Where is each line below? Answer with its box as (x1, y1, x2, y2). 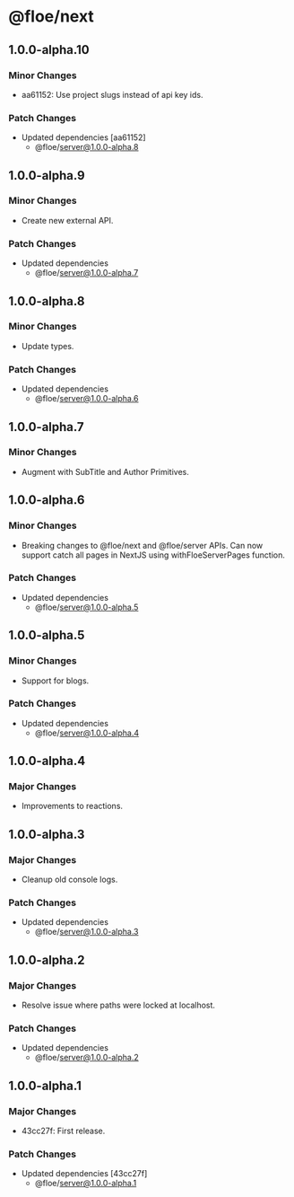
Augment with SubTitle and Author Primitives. (21, 466, 190, 477)
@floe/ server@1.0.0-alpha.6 (34, 393, 140, 404)
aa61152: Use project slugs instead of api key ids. (21, 89, 203, 100)
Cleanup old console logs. (21, 874, 118, 885)
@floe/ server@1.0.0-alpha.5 (34, 602, 139, 612)
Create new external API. (21, 215, 114, 225)
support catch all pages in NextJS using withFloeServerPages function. (21, 550, 286, 560)
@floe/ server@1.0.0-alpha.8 (34, 142, 140, 153)
